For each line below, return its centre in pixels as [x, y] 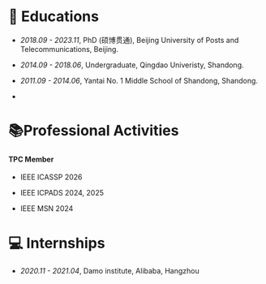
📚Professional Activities [94, 131]
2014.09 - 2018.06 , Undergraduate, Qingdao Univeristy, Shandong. [132, 65]
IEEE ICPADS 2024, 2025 [62, 193]
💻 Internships [57, 243]
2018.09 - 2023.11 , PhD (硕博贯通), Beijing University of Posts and [129, 40]
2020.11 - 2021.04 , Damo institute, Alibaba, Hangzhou [110, 271]
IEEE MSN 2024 [47, 209]
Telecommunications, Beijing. [69, 49]
